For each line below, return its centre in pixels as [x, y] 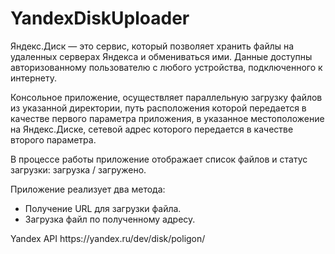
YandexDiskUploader [100, 18]
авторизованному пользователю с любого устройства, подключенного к [166, 67]
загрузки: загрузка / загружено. [78, 169]
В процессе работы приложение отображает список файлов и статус [159, 159]
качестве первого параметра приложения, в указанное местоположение [167, 118]
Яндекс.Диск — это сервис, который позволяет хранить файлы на [152, 46]
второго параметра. [53, 139]
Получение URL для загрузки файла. [103, 208]
